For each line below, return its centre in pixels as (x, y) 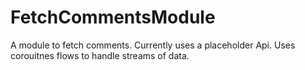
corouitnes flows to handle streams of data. (100, 55)
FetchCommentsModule (113, 17)
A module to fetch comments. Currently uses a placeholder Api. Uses (153, 45)
